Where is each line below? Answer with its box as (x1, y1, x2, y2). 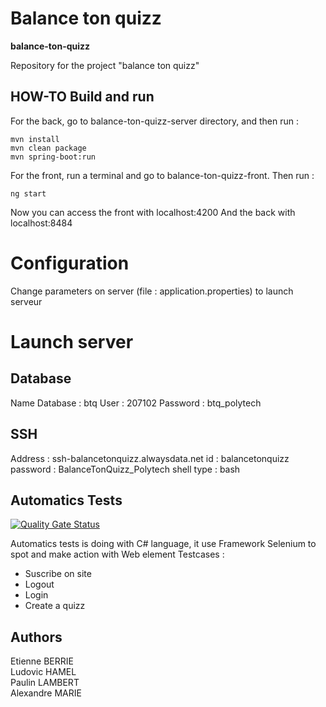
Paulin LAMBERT (10, 677, 80, 689)
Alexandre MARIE (10, 687, 82, 699)
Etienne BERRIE (10, 655, 74, 667)
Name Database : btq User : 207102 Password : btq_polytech (10, 397, 262, 409)
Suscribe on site (24, 568, 92, 580)
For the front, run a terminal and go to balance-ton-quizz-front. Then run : (10, 169, 315, 181)
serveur (10, 295, 43, 307)
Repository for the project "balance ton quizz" (10, 59, 200, 71)
